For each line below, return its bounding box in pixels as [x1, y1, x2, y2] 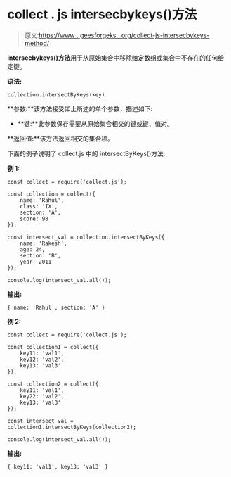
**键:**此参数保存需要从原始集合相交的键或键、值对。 [17, 119, 173, 127]
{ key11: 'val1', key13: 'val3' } [7, 463, 109, 470]
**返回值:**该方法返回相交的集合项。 [7, 134, 114, 143]
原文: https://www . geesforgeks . [24, 31, 120, 39]
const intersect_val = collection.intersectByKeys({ [7, 234, 165, 241]
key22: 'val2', [20, 393, 65, 400]
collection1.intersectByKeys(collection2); [7, 424, 137, 431]
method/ [24, 39, 50, 47]
